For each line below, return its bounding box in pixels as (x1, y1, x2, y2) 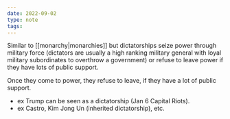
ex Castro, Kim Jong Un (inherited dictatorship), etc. (16, 104, 165, 113)
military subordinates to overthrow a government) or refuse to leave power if (7, 56, 224, 64)
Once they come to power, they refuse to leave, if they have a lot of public (7, 77, 216, 85)
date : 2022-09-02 (7, 10, 57, 17)
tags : (7, 23, 23, 29)
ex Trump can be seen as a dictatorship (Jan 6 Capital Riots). (16, 97, 190, 105)
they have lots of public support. (7, 63, 99, 72)
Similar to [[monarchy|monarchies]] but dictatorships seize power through (7, 42, 217, 50)
